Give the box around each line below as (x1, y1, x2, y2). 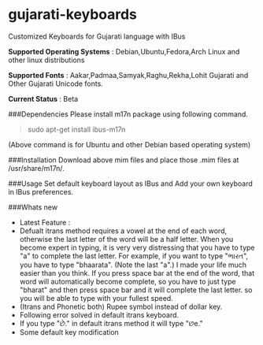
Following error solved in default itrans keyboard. (19, 310, 180, 320)
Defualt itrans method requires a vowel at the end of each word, (19, 226, 227, 236)
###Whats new (8, 202, 57, 212)
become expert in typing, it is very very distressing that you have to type (19, 243, 255, 252)
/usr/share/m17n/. (8, 163, 65, 172)
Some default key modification (19, 327, 120, 336)
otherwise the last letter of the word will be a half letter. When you (19, 234, 234, 243)
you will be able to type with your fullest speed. (19, 293, 173, 302)
